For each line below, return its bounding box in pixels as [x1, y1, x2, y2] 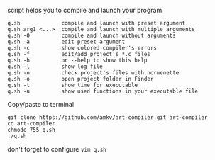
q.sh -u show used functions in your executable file [7, 88, 199, 95]
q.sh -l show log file [7, 63, 103, 70]
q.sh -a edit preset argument [7, 38, 126, 45]
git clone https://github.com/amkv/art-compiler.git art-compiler [7, 114, 208, 121]
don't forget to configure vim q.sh [7, 145, 106, 153]
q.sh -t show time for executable [7, 81, 138, 88]
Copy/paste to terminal [7, 101, 75, 108]
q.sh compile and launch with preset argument [7, 20, 186, 27]
